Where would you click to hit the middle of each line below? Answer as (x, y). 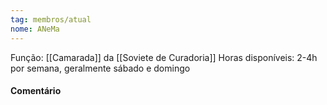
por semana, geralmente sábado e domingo (100, 68)
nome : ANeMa (35, 29)
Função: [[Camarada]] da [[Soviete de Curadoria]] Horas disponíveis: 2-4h (164, 57)
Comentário (36, 91)
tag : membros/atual (51, 19)
